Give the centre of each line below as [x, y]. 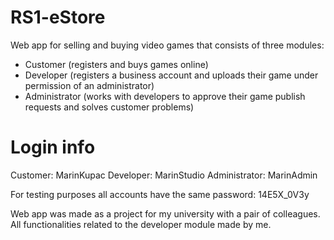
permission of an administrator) [89, 85]
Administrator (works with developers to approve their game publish [165, 96]
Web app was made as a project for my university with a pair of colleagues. [165, 213]
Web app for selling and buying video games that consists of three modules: [167, 45]
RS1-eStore [58, 17]
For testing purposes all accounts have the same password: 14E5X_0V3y [160, 194]
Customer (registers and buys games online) [116, 64]
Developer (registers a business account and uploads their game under [171, 75]
